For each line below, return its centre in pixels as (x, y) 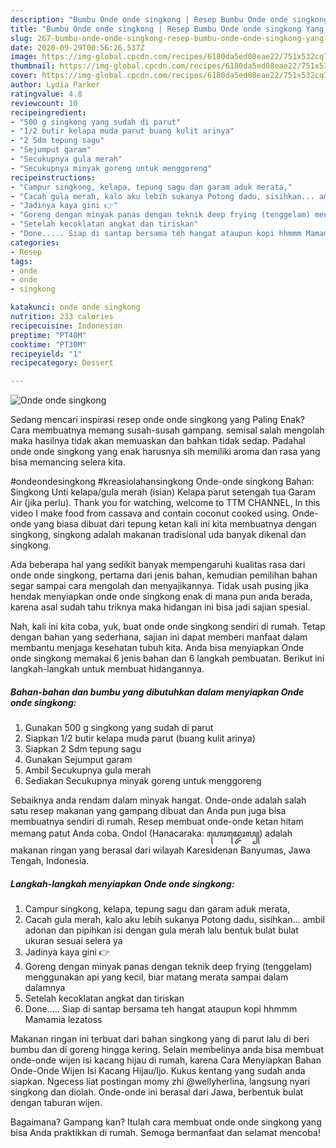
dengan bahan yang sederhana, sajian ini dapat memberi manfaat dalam (159, 637)
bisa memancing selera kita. (68, 462)
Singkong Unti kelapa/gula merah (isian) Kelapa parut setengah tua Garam (163, 492)
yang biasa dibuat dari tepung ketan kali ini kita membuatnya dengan (175, 524)
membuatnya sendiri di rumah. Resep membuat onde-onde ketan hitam (157, 822)
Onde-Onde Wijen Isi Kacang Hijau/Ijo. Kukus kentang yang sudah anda (158, 1071)
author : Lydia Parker (55, 85)
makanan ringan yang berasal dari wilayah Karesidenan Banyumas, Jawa (160, 850)
